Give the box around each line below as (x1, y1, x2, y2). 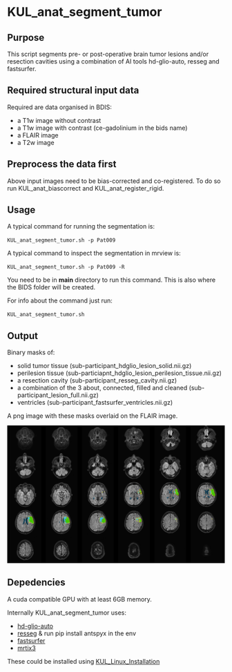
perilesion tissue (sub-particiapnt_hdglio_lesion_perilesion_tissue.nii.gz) (17, 369, 222, 377)
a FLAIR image (17, 131, 59, 139)
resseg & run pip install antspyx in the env (17, 629, 137, 637)
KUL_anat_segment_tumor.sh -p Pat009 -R (7, 264, 126, 271)
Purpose (7, 32, 45, 44)
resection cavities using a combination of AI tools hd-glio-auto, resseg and (7, 57, 220, 66)
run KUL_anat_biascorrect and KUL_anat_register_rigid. (7, 184, 164, 192)
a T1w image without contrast (17, 116, 101, 124)
